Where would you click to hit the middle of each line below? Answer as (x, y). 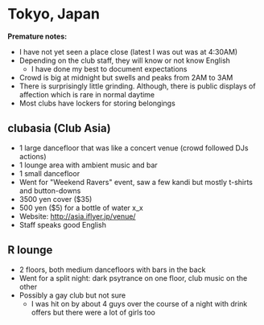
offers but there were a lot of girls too (93, 312)
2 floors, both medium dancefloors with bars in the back (112, 269)
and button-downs (50, 191)
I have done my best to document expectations (109, 68)
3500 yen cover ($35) (56, 199)
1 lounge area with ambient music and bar (88, 165)
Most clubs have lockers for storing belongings (97, 103)
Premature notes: (37, 36)
